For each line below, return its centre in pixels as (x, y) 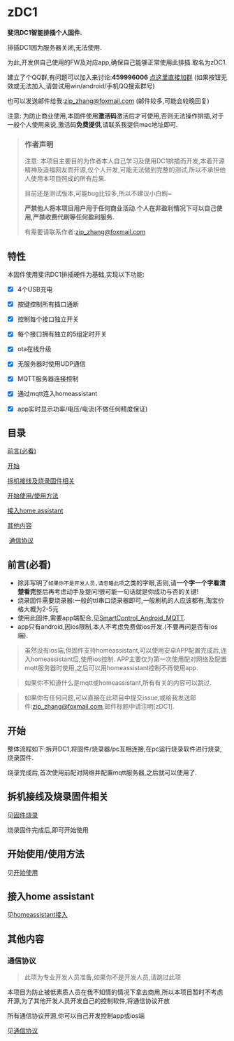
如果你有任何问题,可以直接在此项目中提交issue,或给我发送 (107, 698)
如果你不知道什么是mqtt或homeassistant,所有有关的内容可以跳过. (118, 683)
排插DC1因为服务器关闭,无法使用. (55, 47)
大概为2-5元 (41, 609)
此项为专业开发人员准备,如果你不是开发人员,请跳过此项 (103, 977)
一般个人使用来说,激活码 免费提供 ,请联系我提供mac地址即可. (93, 124)
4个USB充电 (35, 290)
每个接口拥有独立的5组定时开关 (62, 334)
